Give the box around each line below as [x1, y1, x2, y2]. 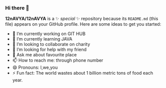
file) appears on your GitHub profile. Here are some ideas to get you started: [5, 21, 162, 27]
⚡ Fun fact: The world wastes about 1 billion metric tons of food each [12, 70, 153, 76]
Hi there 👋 [5, 4, 30, 11]
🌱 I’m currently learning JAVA [12, 36, 73, 42]
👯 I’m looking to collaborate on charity [12, 42, 90, 47]
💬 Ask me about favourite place [12, 52, 77, 58]
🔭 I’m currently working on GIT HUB [12, 31, 86, 37]
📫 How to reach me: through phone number [12, 57, 103, 63]
